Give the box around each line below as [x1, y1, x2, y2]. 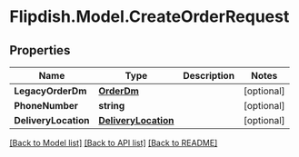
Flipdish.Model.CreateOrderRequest [9, 6, 290, 27]
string [98, 100, 125, 112]
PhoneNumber [14, 100, 79, 112]
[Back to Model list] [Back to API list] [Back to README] [9, 138, 218, 148]
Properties [9, 43, 71, 58]
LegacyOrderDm [14, 84, 87, 97]
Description [183, 70, 234, 82]
